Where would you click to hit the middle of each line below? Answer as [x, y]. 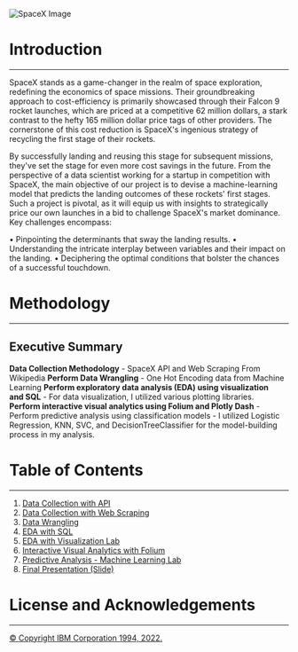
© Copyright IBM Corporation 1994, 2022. [86, 638]
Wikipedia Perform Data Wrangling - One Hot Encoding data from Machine [147, 378]
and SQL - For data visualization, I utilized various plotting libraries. [132, 397]
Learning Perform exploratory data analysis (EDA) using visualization [139, 387]
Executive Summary [66, 347]
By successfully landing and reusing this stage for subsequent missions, [141, 156]
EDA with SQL [47, 531]
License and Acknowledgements [132, 605]
